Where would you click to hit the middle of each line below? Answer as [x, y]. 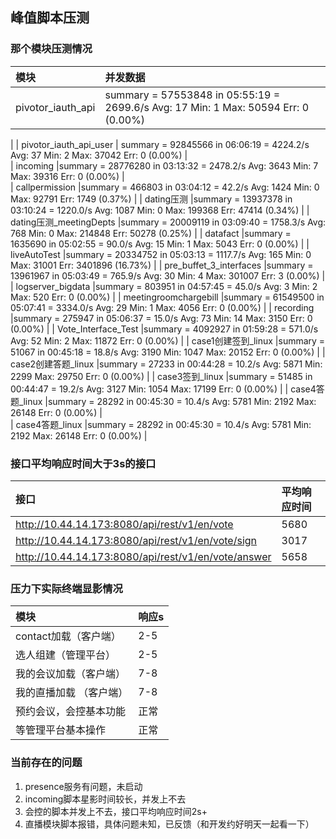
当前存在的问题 [46, 763]
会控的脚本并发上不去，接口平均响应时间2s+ [116, 811]
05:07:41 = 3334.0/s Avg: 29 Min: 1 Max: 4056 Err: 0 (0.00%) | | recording [162, 307]
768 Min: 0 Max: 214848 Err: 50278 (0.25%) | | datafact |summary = [151, 233]
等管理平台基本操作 [61, 730]
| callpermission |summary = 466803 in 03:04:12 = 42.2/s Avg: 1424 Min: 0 [165, 187]
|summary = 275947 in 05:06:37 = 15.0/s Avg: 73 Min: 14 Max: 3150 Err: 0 [161, 318]
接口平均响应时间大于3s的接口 [83, 463]
